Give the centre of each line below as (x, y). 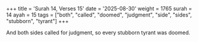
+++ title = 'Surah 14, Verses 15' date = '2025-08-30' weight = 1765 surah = (99, 9)
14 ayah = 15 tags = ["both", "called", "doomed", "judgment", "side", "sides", (99, 15)
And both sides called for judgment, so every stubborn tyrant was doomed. (98, 33)
